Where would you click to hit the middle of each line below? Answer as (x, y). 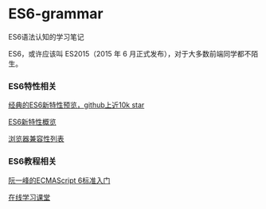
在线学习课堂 (29, 197)
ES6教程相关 (33, 161)
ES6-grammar (56, 14)
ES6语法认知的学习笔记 (47, 37)
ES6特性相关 (33, 86)
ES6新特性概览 (33, 122)
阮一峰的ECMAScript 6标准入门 (59, 180)
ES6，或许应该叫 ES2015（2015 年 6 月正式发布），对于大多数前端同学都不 (130, 53)
